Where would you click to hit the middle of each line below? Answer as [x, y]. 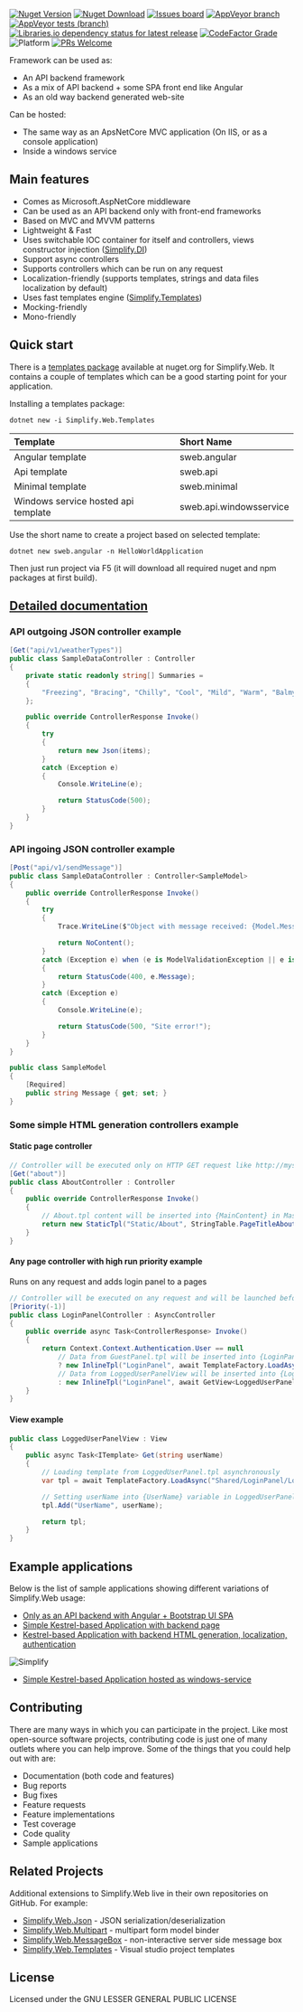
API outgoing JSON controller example [96, 631]
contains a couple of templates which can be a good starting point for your [148, 376]
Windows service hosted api [74, 501]
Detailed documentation [79, 606]
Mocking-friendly [55, 306]
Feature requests [54, 1804]
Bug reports [45, 1785]
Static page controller [51, 1146]
